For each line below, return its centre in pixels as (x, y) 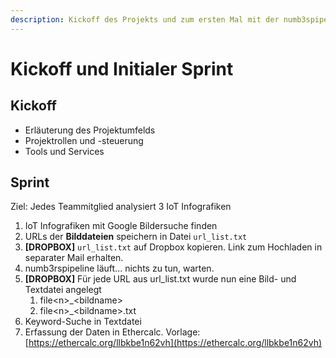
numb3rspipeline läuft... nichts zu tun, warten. (119, 268)
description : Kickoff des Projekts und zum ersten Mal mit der (145, 19)
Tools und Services (64, 151)
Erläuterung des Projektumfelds (90, 130)
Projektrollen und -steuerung (84, 140)
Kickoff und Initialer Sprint (122, 68)
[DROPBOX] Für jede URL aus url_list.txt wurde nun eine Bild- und (160, 279)
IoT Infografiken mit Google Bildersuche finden (121, 226)
